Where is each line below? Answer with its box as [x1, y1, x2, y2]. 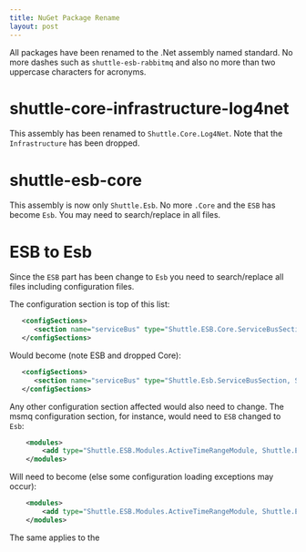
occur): [9, 481, 37, 492]
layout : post [9, 22, 59, 31]
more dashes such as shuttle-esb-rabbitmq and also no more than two [9, 56, 276, 67]
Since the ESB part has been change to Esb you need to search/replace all [9, 271, 284, 282]
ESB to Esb [9, 241, 93, 262]
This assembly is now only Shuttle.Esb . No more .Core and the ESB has [9, 199, 276, 210]
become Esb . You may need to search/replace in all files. [9, 210, 221, 220]
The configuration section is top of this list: [9, 299, 170, 310]
